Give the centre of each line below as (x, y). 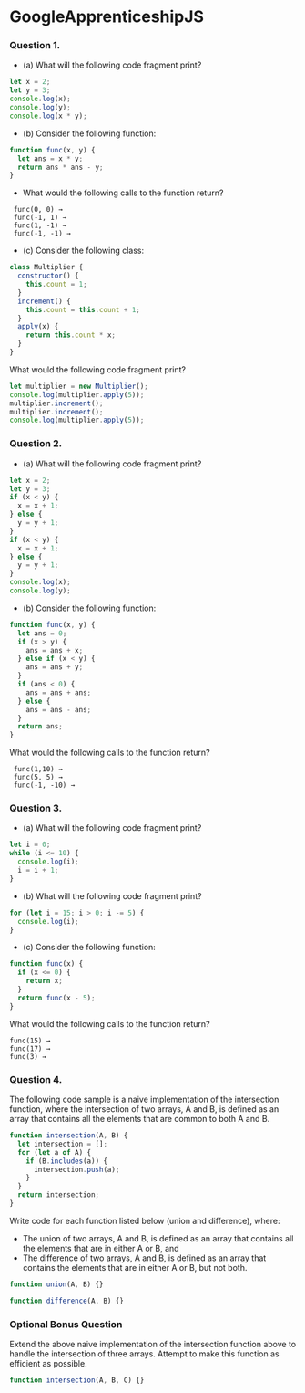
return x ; (45, 981)
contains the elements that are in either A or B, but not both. (135, 1267)
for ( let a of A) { (55, 1152)
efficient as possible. (49, 1363)
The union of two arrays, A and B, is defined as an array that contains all (158, 1238)
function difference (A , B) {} (67, 1301)
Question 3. (36, 808)
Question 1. (35, 46)
